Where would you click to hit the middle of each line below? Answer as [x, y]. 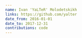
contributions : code [27, 28]
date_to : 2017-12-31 [27, 23]
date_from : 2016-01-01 [29, 19]
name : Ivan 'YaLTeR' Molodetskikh [41, 10]
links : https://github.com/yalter [41, 14]
